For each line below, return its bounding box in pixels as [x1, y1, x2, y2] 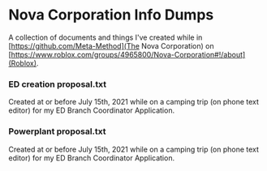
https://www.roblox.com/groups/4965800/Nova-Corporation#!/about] [11, 49, 246, 59]
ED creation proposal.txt [8, 79, 107, 90]
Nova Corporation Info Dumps [8, 6, 214, 24]
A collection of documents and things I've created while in [8, 32, 203, 42]
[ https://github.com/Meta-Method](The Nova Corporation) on [8, 41, 214, 50]
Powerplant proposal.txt [8, 126, 106, 137]
